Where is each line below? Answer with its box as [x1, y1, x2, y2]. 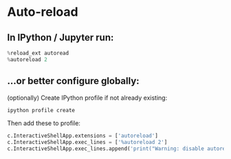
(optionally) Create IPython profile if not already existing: [7, 94, 168, 102]
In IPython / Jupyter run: [7, 32, 114, 43]
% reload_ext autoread [7, 50, 69, 56]
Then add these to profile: [7, 119, 81, 127]
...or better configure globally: [7, 75, 140, 87]
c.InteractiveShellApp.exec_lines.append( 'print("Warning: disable [7, 145, 205, 152]
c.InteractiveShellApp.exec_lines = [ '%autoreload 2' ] [7, 139, 168, 146]
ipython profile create [7, 107, 76, 114]
